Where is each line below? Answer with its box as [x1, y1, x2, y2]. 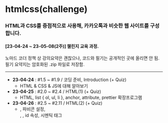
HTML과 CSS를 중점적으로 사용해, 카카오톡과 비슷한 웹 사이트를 [5, 22, 149, 29]
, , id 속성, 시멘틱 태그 [19, 112, 62, 118]
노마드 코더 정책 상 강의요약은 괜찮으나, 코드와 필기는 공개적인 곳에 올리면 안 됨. [5, 55, 160, 61]
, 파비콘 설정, [19, 106, 45, 112]
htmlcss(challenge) [5, 3, 88, 15]
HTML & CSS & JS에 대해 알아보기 [19, 83, 88, 89]
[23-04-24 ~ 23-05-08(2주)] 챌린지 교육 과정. [5, 43, 99, 49]
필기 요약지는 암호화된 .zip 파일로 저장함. [5, 61, 85, 67]
